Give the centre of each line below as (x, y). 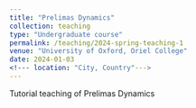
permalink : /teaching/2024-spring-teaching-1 (96, 43)
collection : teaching (50, 26)
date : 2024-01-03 (42, 59)
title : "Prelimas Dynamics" (62, 18)
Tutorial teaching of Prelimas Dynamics (82, 93)
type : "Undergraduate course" (66, 34)
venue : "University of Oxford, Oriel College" (98, 51)
